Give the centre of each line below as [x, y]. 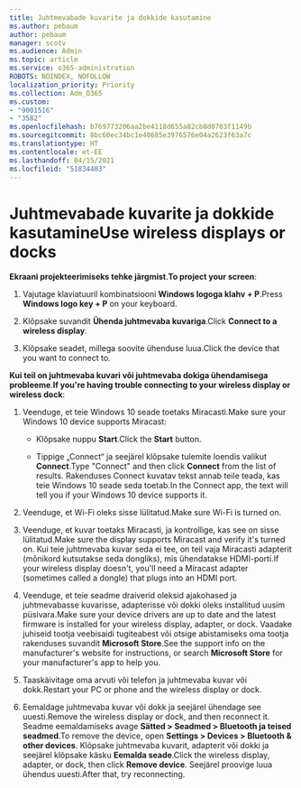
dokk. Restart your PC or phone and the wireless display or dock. [142, 690]
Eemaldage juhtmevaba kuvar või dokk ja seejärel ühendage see [141, 707]
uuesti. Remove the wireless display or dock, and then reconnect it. [146, 717]
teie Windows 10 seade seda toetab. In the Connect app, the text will [162, 486]
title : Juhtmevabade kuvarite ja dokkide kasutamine [110, 18]
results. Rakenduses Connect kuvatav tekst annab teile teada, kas [158, 476]
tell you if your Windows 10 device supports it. [121, 495]
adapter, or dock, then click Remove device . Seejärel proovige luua [147, 765]
